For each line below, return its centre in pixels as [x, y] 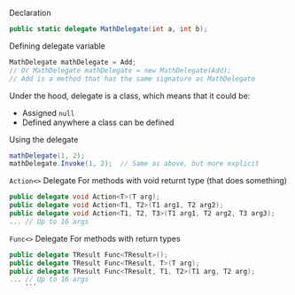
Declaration [30, 13]
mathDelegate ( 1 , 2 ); [47, 155]
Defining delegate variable [58, 46]
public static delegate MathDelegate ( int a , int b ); [109, 29]
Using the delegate [44, 139]
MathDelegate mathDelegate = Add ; [73, 62]
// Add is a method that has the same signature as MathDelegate [132, 79]
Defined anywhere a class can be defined [98, 122]
